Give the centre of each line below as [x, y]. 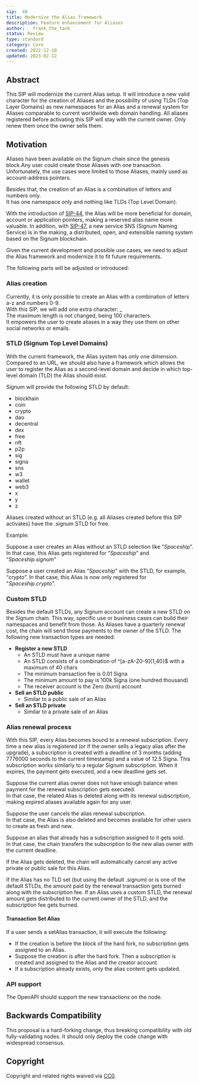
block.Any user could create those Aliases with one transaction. [84, 165]
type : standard [25, 39]
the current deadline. [32, 850]
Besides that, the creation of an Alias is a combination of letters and [89, 189]
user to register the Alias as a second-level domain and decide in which [94, 369]
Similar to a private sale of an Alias [66, 712]
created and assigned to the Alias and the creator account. [86, 962]
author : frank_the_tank [38, 28]
